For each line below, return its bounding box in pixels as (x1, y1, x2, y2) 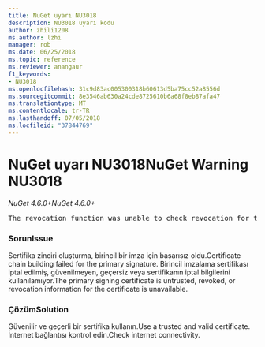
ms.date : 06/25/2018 (8, 48, 77, 56)
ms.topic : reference (8, 56, 77, 64)
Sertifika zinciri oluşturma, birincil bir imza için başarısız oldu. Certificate (8, 250, 241, 260)
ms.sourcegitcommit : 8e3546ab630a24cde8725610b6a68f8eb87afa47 (8, 92, 221, 100)
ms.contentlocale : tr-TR (8, 107, 90, 115)
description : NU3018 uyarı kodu (8, 19, 114, 27)
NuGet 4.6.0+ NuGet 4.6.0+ (8, 198, 96, 207)
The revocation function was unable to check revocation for (8, 214, 250, 222)
